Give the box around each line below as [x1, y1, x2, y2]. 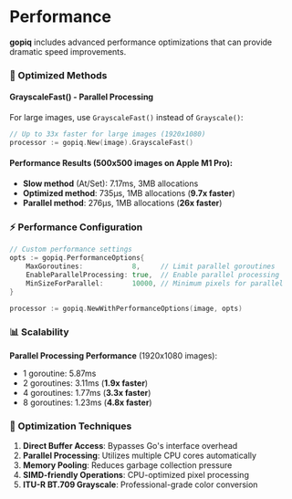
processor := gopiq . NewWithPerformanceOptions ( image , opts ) [9, 304, 244, 313]
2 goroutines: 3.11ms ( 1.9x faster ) [22, 377, 149, 389]
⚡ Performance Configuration [9, 221, 143, 234]
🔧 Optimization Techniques [9, 420, 132, 432]
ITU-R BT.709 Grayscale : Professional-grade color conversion [22, 479, 258, 490]
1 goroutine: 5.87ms [22, 368, 97, 379]
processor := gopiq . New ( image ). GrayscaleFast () [9, 138, 194, 147]
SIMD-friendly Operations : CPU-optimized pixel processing [22, 470, 249, 481]
